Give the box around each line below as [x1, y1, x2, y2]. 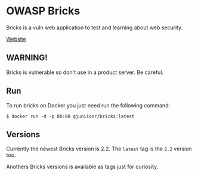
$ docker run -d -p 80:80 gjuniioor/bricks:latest [6, 113, 135, 119]
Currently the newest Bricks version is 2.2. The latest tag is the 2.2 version [6, 145, 192, 153]
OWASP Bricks [6, 4, 81, 18]
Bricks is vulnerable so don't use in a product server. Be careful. [6, 69, 164, 76]
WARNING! [6, 53, 48, 63]
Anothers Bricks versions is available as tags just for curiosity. [6, 163, 159, 171]
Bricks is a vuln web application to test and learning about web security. [6, 24, 183, 31]
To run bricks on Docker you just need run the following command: [6, 101, 171, 109]
